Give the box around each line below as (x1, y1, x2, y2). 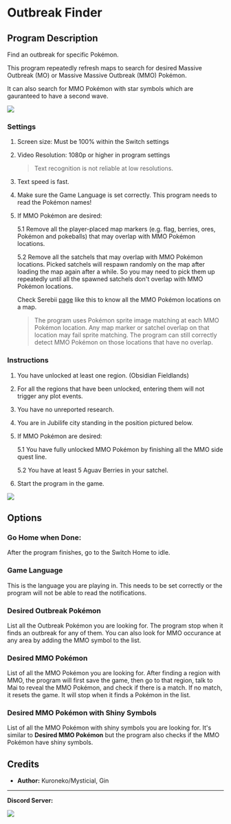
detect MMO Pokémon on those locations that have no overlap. (34, 338, 213, 347)
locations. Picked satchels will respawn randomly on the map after (16, 260, 205, 269)
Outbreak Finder (7, 5, 102, 21)
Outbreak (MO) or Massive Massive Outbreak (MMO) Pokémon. (7, 71, 187, 79)
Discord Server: (7, 796, 54, 805)
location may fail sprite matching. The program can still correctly (34, 331, 218, 339)
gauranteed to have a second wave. (7, 92, 109, 100)
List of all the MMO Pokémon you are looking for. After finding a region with (7, 669, 221, 677)
